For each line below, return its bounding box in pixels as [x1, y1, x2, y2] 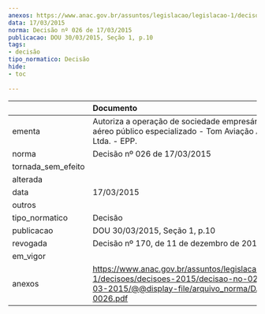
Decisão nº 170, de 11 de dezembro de [92, 238, 240, 249]
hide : [8, 63, 26, 71]
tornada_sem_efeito [12, 161, 85, 172]
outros [12, 199, 37, 210]
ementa [12, 125, 41, 136]
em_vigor [12, 250, 46, 261]
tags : [8, 41, 26, 49]
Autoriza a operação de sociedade [92, 116, 221, 127]
